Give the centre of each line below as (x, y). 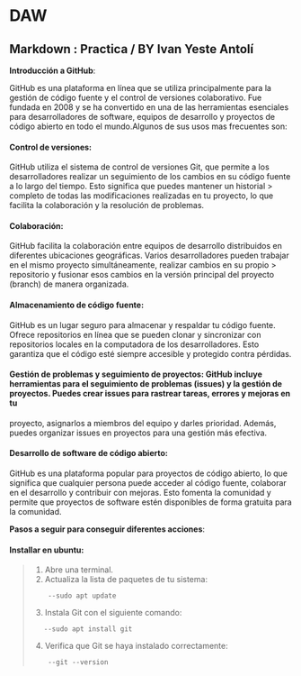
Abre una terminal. (79, 570)
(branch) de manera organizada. (69, 284)
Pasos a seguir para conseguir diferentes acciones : (107, 529)
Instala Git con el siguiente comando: (113, 613)
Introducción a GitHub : (53, 70)
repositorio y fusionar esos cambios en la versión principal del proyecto (142, 275)
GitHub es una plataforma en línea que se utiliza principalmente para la (141, 88)
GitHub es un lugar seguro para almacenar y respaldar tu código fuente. (142, 324)
